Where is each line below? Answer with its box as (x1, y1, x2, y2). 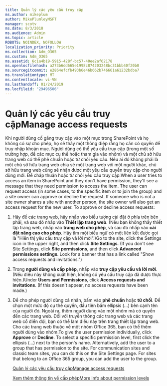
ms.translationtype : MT (5, 73, 55, 78)
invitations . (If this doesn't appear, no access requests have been (12, 282, 148, 288)
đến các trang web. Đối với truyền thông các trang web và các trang (12, 313, 153, 319)
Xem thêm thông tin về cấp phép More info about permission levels (12, 375, 150, 381)
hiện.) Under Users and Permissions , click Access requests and (12, 277, 145, 283)
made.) (12, 287, 27, 293)
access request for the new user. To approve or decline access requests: (5, 204, 155, 210)
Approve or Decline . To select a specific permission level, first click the (12, 334, 160, 340)
